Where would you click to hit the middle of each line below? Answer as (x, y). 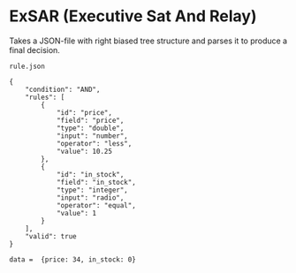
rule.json (27, 66)
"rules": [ (45, 97)
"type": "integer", (92, 190)
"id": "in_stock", (90, 174)
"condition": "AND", (63, 89)
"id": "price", (84, 112)
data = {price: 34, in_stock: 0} (73, 259)
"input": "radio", (90, 197)
